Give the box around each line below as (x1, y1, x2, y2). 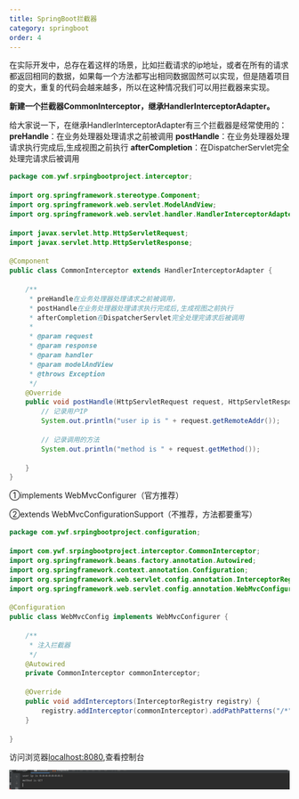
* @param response (28, 341, 98, 351)
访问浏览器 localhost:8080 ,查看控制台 (9, 752, 145, 762)
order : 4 (9, 33, 42, 42)
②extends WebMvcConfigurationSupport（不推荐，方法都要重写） (9, 509, 258, 520)
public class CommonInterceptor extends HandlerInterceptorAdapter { (9, 266, 273, 275)
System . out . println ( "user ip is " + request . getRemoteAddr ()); (41, 417, 280, 426)
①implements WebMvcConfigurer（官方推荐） (9, 490, 184, 501)
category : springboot (9, 23, 90, 33)
